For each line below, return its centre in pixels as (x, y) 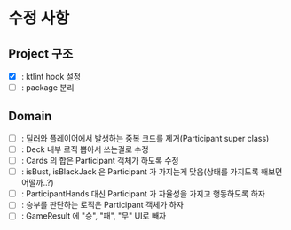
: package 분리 (47, 88)
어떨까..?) (37, 183)
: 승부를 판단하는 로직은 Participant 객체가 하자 (102, 205)
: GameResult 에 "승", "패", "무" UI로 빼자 (94, 216)
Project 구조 (41, 54)
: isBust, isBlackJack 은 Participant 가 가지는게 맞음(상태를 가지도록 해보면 (152, 172)
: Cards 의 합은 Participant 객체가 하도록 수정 (100, 161)
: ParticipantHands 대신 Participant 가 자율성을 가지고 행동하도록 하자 (143, 194)
